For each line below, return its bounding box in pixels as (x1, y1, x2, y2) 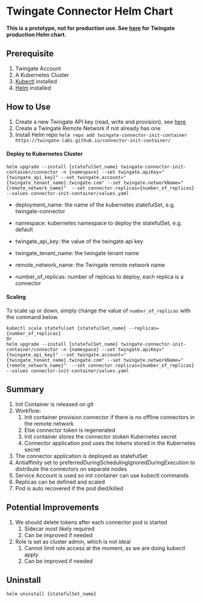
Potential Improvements (6, 503, 99, 513)
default (15, 225, 33, 233)
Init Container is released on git (15, 400, 94, 407)
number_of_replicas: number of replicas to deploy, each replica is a (15, 273, 184, 280)
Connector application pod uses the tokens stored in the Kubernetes (24, 439, 196, 446)
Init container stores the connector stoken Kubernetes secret (24, 432, 177, 440)
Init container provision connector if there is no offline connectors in (24, 413, 195, 421)
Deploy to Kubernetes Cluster (6, 150, 83, 158)
